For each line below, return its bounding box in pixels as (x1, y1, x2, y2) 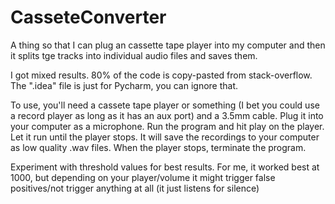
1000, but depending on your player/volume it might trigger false (10, 171, 276, 183)
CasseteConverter (10, 6, 167, 29)
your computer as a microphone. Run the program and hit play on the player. (10, 120, 325, 132)
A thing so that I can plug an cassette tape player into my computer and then (10, 39, 326, 51)
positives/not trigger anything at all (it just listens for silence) (10, 182, 260, 194)
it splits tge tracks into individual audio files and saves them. (10, 49, 258, 61)
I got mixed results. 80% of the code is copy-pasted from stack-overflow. (10, 69, 313, 81)
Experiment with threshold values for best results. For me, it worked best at (10, 161, 320, 173)
